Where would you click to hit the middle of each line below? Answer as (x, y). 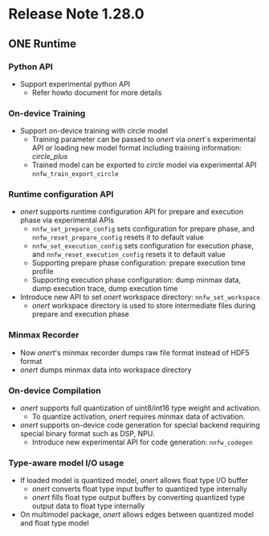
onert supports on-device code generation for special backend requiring (140, 425)
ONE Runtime (42, 44)
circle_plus (50, 157)
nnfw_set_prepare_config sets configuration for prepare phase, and (143, 229)
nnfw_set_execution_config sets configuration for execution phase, (143, 246)
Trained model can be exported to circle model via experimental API (144, 165)
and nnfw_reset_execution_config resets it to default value (129, 255)
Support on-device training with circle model (94, 131)
